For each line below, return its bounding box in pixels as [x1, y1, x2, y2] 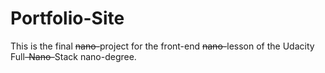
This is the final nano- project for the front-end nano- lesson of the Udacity [10, 40, 315, 52]
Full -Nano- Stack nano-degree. [10, 50, 137, 62]
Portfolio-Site [10, 7, 125, 30]
